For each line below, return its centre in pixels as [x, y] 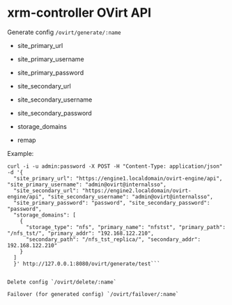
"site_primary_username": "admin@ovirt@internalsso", [87, 185]
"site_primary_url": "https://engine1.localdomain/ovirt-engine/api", [118, 178]
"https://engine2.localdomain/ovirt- [137, 190]
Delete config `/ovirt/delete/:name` [62, 282]
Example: [21, 153]
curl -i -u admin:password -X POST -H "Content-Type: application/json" [115, 166]
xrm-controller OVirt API [79, 13]
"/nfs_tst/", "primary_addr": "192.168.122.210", [81, 233]
